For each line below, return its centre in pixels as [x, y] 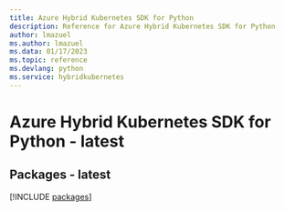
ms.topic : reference [49, 60]
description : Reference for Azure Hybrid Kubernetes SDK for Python [142, 26]
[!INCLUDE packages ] [51, 196]
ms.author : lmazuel [47, 43]
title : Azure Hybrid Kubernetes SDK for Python [102, 18]
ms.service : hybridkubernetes [67, 77]
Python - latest [67, 141]
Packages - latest [60, 175]
